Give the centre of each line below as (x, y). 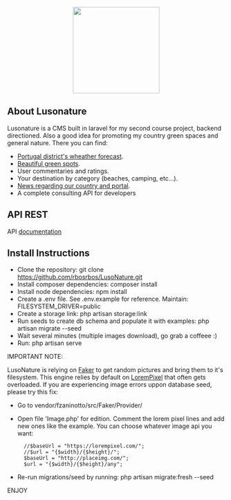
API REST (28, 215)
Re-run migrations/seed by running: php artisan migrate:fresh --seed (115, 477)
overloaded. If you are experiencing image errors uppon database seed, (110, 385)
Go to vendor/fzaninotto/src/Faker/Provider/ (80, 405)
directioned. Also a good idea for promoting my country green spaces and (113, 136)
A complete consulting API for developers (76, 193)
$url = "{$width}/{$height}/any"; (73, 464)
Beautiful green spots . (49, 163)
